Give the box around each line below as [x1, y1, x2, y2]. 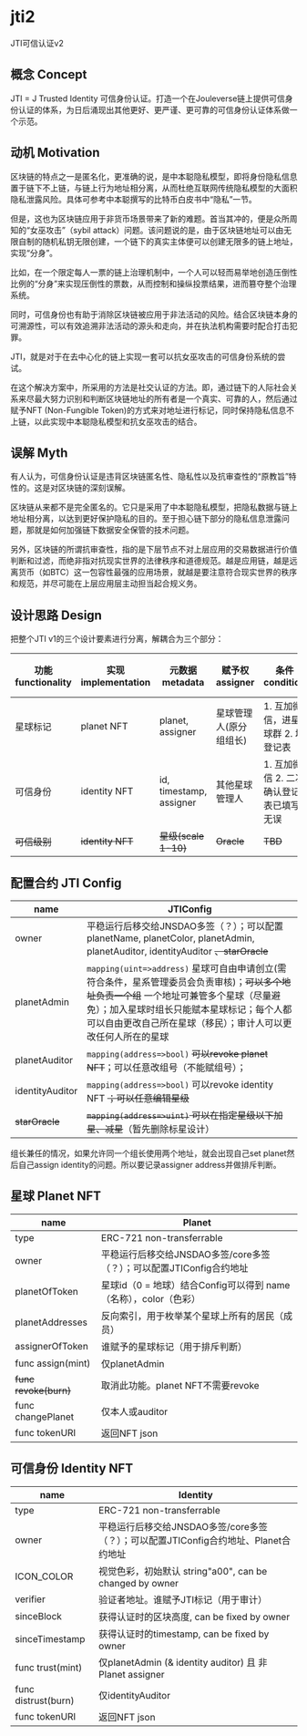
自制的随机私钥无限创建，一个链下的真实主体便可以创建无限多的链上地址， [17, 235, 298, 247]
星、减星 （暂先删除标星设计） [86, 1123, 215, 1135]
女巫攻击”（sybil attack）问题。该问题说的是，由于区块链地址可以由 [29, 224, 284, 235]
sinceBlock [15, 1609, 63, 1622]
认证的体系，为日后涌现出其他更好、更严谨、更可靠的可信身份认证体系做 [17, 104, 290, 115]
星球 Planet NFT [10, 1188, 102, 1204]
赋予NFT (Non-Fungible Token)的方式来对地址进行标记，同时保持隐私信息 [10, 404, 287, 416]
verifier [15, 1593, 46, 1606]
